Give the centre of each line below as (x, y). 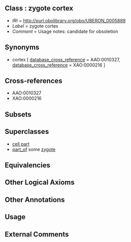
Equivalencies (27, 165)
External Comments (37, 234)
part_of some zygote (34, 149)
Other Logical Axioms (40, 182)
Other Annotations (35, 200)
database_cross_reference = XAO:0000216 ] (58, 65)
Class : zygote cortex (39, 8)
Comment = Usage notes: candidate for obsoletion (65, 31)
